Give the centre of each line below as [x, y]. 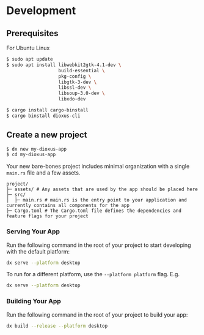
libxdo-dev [72, 99]
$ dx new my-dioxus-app [37, 149]
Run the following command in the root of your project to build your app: [97, 314]
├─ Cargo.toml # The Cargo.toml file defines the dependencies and [94, 211]
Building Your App [34, 301]
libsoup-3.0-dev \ [82, 93]
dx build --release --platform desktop [57, 326]
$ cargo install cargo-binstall [47, 110]
